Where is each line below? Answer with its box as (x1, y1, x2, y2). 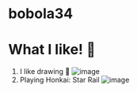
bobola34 (8, 5, 74, 23)
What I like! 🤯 (8, 41, 97, 59)
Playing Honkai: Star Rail (19, 75, 101, 85)
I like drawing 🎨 (19, 67, 70, 76)
